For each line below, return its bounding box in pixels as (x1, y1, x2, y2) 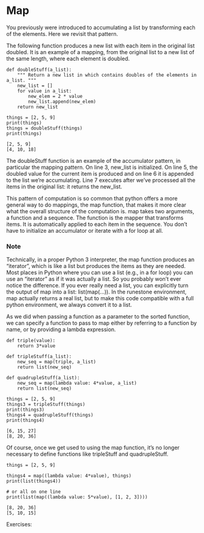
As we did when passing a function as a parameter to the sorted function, (6, 313, 190, 320)
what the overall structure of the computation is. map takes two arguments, (6, 207, 194, 215)
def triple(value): (6, 338, 56, 344)
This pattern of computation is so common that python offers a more (6, 194, 178, 202)
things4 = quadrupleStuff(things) (6, 412, 94, 418)
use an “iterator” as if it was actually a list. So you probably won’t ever (6, 275, 182, 283)
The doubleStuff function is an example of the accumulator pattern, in (6, 157, 181, 164)
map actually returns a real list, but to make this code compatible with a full (6, 295, 194, 302)
